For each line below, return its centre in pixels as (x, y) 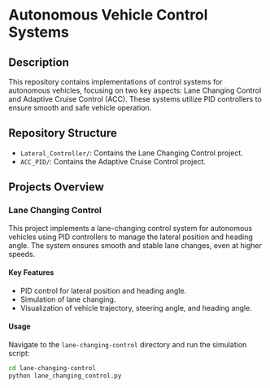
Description (39, 62)
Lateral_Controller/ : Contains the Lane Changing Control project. (132, 153)
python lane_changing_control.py (65, 376)
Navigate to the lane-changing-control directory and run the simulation (128, 344)
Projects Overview (56, 187)
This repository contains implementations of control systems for (116, 82)
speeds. (22, 254)
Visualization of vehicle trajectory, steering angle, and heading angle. (136, 307)
